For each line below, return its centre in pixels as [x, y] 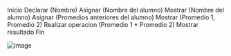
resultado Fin [26, 32]
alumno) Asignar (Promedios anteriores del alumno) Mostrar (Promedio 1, [111, 17]
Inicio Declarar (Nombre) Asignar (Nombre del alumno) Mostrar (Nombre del [116, 10]
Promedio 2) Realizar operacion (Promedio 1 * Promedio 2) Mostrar [103, 25]
